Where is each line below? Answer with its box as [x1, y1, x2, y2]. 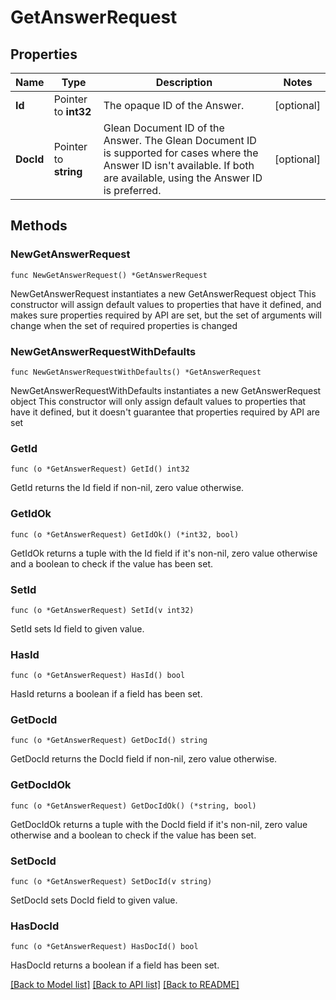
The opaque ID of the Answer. [103, 99, 245, 112]
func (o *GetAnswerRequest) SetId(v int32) [10, 605, 195, 615]
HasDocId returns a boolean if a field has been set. [10, 959, 220, 971]
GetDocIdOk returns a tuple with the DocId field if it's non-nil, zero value [10, 818, 308, 830]
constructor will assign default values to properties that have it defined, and [10, 298, 322, 310]
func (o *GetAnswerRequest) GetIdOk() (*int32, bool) [10, 529, 240, 540]
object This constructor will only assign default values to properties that [10, 395, 307, 407]
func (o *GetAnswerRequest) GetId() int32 [10, 464, 190, 475]
